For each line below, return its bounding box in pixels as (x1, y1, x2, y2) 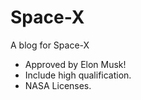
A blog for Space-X (10, 39, 90, 51)
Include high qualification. (24, 69, 132, 81)
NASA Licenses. (24, 79, 92, 91)
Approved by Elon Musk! (24, 58, 127, 70)
